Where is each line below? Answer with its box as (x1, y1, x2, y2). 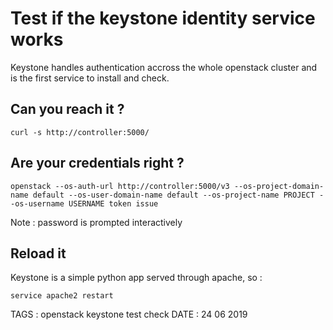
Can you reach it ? (10, 101, 125, 118)
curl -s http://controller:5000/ (10, 127, 150, 137)
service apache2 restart (10, 291, 114, 301)
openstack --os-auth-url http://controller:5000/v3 (10, 181, 230, 191)
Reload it (10, 245, 67, 262)
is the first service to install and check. (10, 72, 170, 84)
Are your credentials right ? (10, 155, 185, 172)
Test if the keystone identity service (10, 7, 316, 30)
